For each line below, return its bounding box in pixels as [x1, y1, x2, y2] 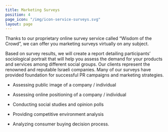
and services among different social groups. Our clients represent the [5, 61, 150, 67]
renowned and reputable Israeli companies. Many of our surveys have [5, 67, 151, 73]
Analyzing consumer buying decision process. [12, 121, 110, 127]
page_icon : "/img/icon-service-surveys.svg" [5, 17, 101, 22]
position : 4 [5, 12, 30, 17]
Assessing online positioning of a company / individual [12, 92, 127, 98]
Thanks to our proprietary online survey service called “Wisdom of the [5, 35, 152, 41]
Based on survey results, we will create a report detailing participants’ [5, 51, 151, 57]
